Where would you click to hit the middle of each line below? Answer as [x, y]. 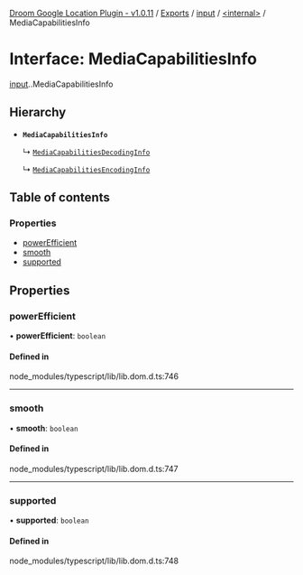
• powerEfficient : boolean [58, 336]
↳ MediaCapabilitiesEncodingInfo [86, 169]
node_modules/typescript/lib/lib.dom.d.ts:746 [94, 376]
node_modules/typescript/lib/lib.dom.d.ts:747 [94, 468]
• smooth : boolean [44, 428]
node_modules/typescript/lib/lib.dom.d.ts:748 [94, 561]
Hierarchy [38, 112]
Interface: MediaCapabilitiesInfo [133, 59]
